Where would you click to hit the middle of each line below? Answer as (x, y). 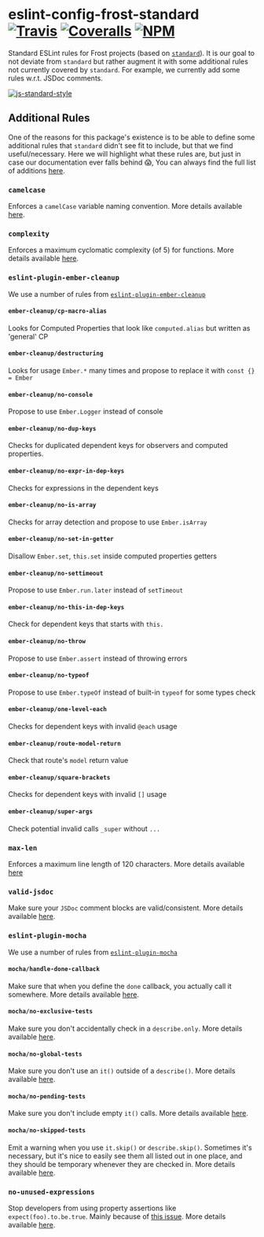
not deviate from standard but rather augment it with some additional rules (128, 61)
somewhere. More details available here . (74, 994)
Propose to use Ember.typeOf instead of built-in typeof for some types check (132, 692)
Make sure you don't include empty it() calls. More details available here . (128, 1113)
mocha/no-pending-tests (47, 1096)
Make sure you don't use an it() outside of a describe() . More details (122, 1071)
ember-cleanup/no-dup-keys (52, 428)
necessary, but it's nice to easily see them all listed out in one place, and (125, 1156)
